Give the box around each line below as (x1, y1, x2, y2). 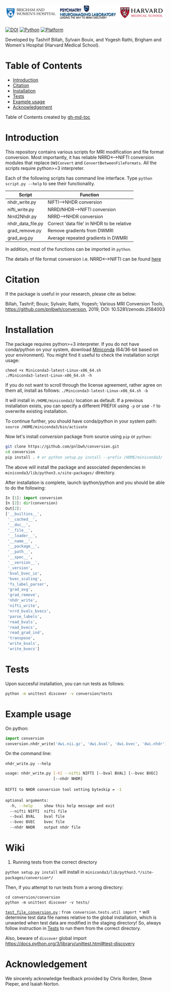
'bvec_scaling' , (7, 576, 42, 581)
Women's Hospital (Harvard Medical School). (5, 42, 100, 48)
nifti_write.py (7, 206, 35, 212)
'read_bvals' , (7, 619, 38, 625)
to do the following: (5, 484, 46, 491)
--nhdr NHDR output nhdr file (10, 825, 81, 830)
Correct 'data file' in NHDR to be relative (47, 221, 131, 227)
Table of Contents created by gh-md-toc (5, 114, 91, 120)
